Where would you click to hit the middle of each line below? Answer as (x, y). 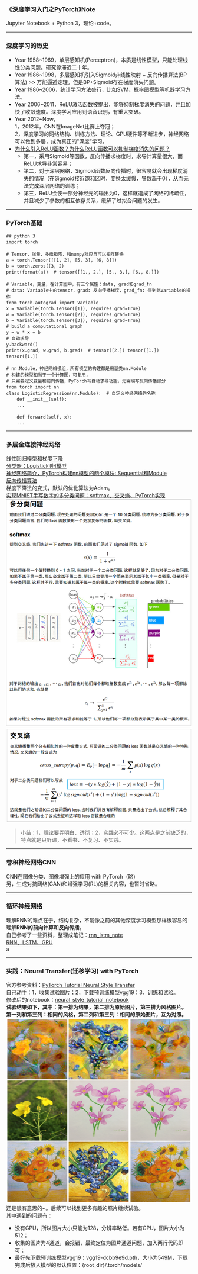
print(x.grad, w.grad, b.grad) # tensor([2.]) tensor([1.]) (83, 350)
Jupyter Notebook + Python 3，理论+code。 (60, 23)
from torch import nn (33, 387)
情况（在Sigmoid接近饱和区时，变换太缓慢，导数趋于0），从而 (109, 178)
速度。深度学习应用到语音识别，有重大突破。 (90, 111)
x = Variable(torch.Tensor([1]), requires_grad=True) (74, 308)
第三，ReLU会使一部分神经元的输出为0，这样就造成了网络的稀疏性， (106, 193)
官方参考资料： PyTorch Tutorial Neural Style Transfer (70, 985)
